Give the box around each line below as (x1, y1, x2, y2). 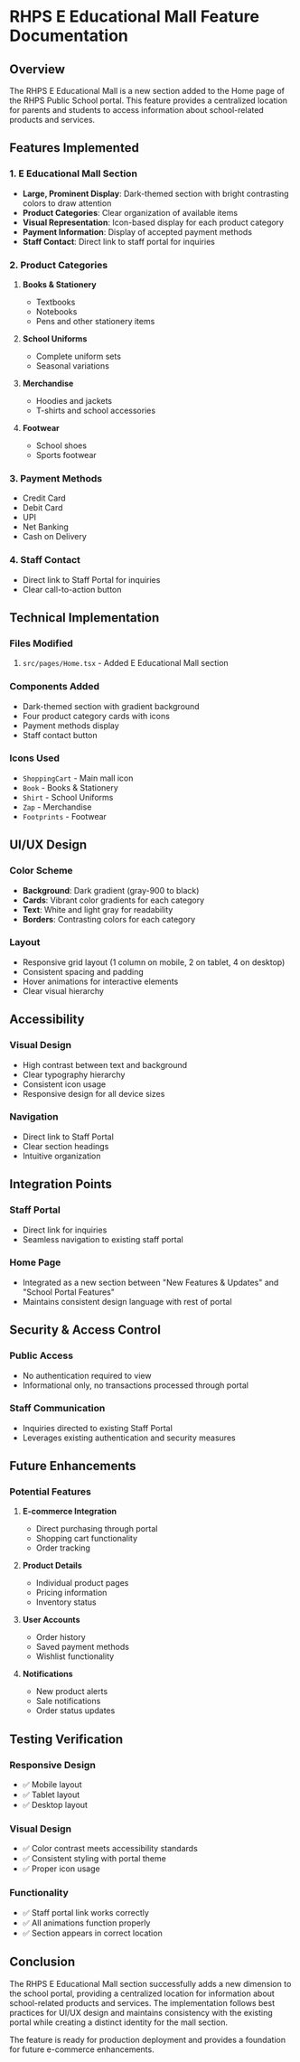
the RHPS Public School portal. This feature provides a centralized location (9, 95, 287, 106)
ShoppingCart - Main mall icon (22, 773, 134, 783)
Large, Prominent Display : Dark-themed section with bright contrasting (22, 188, 289, 199)
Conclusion (9, 1954, 76, 1970)
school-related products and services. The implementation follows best (9, 1997, 276, 2008)
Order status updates (35, 1705, 116, 1716)
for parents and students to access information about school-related (9, 105, 264, 115)
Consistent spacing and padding (22, 966, 145, 977)
